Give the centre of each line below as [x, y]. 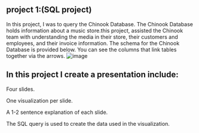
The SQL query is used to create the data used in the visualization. [88, 123]
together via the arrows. [36, 55]
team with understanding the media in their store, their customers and [92, 37]
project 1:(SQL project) [49, 10]
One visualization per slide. [39, 100]
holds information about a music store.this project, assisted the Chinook [95, 30]
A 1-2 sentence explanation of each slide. [57, 112]
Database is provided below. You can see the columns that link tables [91, 50]
